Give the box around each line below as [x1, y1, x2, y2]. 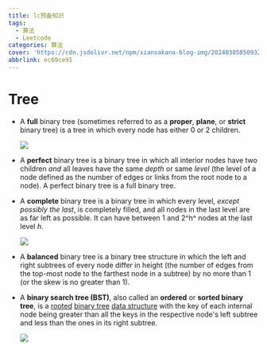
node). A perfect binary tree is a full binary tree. [19, 181, 176, 190]
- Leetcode [15, 33, 52, 42]
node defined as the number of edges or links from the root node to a [19, 172, 248, 181]
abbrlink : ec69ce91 [8, 56, 73, 64]
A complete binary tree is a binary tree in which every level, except [19, 196, 240, 205]
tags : [8, 19, 26, 27]
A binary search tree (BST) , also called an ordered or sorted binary [19, 292, 244, 302]
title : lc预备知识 [8, 11, 65, 20]
